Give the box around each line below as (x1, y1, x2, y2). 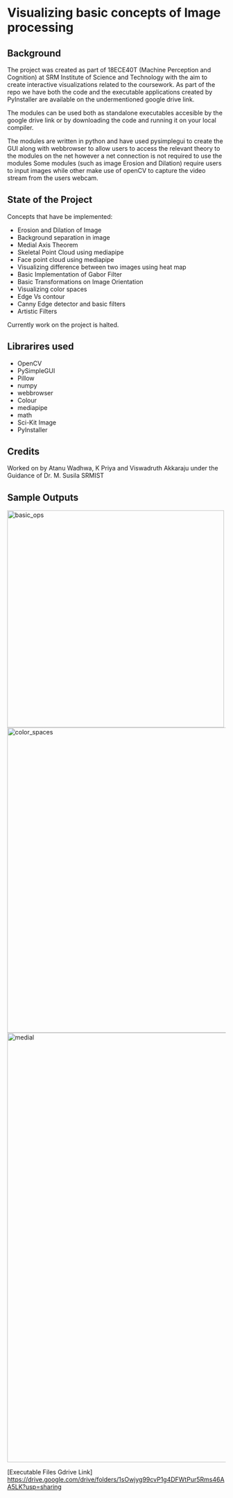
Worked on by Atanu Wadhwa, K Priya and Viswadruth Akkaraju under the (7, 464, 218, 472)
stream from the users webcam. (7, 174, 98, 182)
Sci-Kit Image (17, 418, 57, 427)
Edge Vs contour (17, 292, 65, 300)
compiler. (7, 124, 34, 131)
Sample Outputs (7, 491, 79, 503)
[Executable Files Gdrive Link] (7, 1468, 93, 1476)
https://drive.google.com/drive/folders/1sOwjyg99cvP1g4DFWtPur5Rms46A (7, 1475, 225, 1484)
